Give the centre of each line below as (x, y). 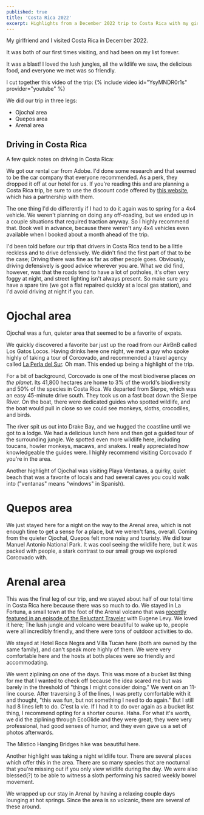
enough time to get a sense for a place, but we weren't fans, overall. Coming (102, 532)
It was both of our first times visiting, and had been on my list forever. (93, 52)
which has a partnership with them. (50, 197)
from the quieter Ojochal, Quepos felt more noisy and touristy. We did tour (99, 538)
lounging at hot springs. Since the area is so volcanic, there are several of (98, 800)
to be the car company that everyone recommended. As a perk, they (92, 178)
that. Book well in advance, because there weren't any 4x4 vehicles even (98, 228)
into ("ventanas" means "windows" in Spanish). (66, 484)
